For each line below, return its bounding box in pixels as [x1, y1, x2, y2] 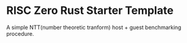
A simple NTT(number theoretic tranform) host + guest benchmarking [6, 24, 182, 31]
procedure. [6, 30, 35, 37]
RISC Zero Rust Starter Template [6, 4, 174, 18]
